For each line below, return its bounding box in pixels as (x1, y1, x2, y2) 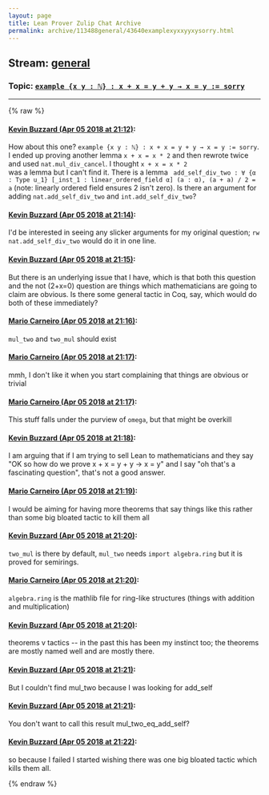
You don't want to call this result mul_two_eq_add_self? (8, 718, 191, 729)
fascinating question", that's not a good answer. (8, 468, 166, 477)
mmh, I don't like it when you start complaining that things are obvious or (8, 370, 249, 380)
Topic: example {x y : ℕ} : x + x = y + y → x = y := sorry (8, 80, 246, 91)
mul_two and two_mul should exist (8, 334, 117, 343)
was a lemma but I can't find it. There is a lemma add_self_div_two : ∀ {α (8, 167, 256, 177)
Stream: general (8, 56, 90, 70)
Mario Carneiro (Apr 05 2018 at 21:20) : (8, 576, 140, 585)
